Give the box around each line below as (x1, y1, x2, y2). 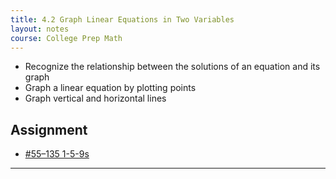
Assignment (10, 121, 88, 138)
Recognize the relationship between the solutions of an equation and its (24, 61, 321, 73)
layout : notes (10, 24, 70, 34)
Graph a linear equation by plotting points (24, 82, 197, 94)
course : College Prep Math (10, 33, 123, 43)
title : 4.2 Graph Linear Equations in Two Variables (10, 14, 235, 25)
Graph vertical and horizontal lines (24, 92, 167, 105)
